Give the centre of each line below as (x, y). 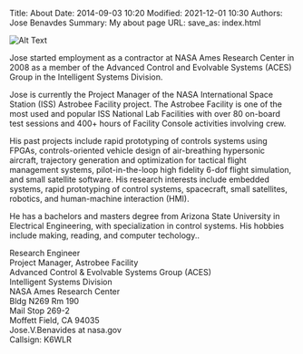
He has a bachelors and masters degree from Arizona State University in (145, 216)
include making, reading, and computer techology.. (104, 235)
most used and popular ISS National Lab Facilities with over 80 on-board (145, 114)
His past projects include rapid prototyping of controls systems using (138, 141)
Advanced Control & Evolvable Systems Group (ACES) (110, 272)
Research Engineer (45, 253)
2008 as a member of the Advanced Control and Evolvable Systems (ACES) (151, 67)
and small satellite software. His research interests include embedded (140, 179)
